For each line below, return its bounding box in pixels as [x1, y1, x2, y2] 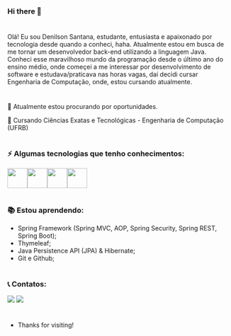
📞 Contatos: [7, 279, 47, 289]
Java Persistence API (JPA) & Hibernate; [17, 247, 136, 255]
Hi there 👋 [7, 6, 43, 16]
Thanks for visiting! [17, 321, 74, 330]
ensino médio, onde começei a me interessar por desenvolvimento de [7, 63, 211, 71]
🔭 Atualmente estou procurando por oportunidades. [7, 103, 158, 111]
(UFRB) [7, 124, 29, 132]
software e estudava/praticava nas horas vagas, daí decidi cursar [7, 70, 198, 79]
